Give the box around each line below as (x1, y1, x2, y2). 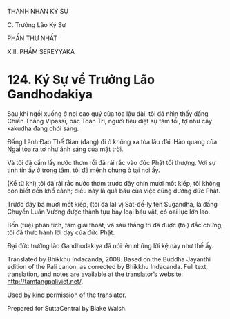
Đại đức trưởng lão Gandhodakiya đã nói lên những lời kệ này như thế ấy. (7, 241, 214, 250)
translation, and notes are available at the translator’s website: (7, 270, 184, 278)
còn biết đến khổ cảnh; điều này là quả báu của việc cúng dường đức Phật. (7, 187, 221, 195)
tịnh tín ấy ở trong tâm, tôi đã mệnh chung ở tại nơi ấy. (7, 166, 160, 174)
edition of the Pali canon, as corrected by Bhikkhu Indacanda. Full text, (7, 262, 209, 270)
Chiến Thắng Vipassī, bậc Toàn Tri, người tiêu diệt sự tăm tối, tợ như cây (7, 117, 213, 125)
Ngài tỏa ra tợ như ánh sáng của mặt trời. (7, 145, 124, 153)
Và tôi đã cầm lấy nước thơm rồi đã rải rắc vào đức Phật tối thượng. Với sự (7, 158, 216, 166)
